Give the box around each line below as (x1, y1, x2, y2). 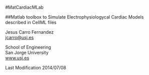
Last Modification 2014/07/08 (5, 65, 67, 70)
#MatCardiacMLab (5, 5, 44, 10)
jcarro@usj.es (5, 35, 34, 40)
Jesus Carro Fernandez (5, 29, 54, 35)
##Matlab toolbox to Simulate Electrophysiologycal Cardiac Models (5, 14, 144, 20)
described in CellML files (5, 20, 57, 25)
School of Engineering (5, 44, 51, 50)
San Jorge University (5, 50, 49, 55)
